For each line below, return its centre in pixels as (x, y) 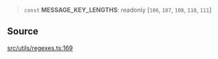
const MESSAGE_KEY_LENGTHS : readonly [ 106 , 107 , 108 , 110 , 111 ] (118, 10)
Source (23, 31)
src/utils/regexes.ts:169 (40, 48)
